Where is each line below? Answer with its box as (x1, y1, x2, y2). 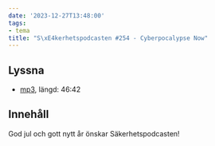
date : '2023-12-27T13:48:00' (8, 11, 105, 20)
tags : (8, 19, 26, 27)
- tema (8, 26, 30, 34)
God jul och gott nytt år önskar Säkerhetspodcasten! (8, 128, 181, 138)
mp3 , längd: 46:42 (19, 85, 81, 94)
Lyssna (8, 63, 45, 77)
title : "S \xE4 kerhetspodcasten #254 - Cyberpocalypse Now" (8, 34, 209, 42)
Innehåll (8, 108, 49, 121)
